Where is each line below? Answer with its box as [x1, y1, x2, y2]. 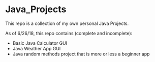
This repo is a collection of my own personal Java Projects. [5, 20, 129, 26]
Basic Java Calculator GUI [12, 40, 68, 46]
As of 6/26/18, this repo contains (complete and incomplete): [5, 30, 133, 36]
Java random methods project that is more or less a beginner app [12, 51, 150, 57]
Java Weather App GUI [12, 45, 61, 51]
